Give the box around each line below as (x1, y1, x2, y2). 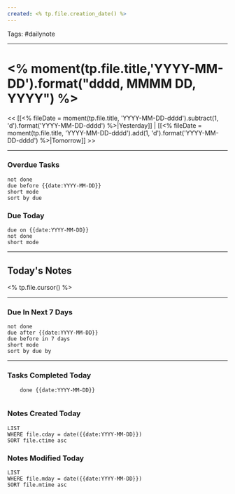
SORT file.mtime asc (7, 481, 68, 488)
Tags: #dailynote (7, 29, 56, 38)
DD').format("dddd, (7, 75, 124, 91)
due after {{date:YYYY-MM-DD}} (7, 329, 99, 337)
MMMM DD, (126, 75, 197, 91)
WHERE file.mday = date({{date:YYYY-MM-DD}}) (7, 475, 142, 483)
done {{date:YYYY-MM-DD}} (20, 387, 96, 394)
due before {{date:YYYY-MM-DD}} (7, 182, 101, 189)
